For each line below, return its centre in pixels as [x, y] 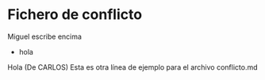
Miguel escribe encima [45, 36]
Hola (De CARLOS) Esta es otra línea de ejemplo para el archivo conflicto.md [133, 67]
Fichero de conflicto [75, 15]
